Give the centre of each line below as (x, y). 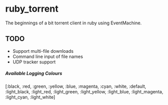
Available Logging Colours (34, 74)
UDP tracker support (34, 62)
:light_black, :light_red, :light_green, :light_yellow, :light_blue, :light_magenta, (84, 91)
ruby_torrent (32, 9)
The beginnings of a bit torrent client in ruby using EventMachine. (73, 23)
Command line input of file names (48, 56)
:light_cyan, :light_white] (30, 97)
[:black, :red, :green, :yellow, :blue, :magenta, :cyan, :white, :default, (76, 86)
